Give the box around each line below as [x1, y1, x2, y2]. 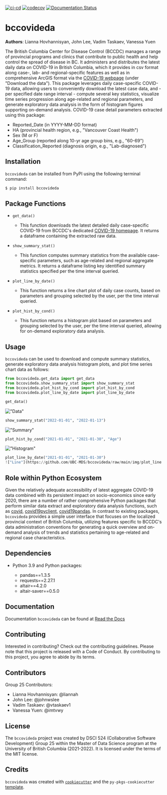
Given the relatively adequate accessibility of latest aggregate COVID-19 [5, 487, 154, 493]
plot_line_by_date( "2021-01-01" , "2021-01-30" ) [5, 455, 106, 460]
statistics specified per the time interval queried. [19, 268, 120, 274]
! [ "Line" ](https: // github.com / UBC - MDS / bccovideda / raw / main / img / [5, 460, 142, 465]
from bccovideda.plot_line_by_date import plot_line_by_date [5, 390, 135, 395]
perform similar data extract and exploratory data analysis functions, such [5, 502, 157, 509]
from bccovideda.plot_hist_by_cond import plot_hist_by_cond [5, 386, 135, 391]
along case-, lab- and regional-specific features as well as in [5, 69, 130, 75]
